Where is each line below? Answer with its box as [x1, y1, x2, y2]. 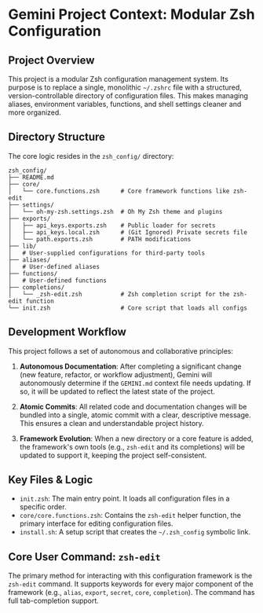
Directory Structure [8, 130, 106, 144]
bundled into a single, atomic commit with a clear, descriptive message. [19, 410, 251, 420]
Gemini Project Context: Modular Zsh [8, 6, 255, 24]
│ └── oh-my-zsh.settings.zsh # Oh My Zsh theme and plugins [8, 207, 223, 215]
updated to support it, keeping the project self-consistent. [19, 450, 207, 460]
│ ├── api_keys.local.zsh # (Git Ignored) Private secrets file [8, 228, 247, 237]
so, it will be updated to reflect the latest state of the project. [19, 387, 216, 396]
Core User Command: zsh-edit [8, 550, 161, 563]
